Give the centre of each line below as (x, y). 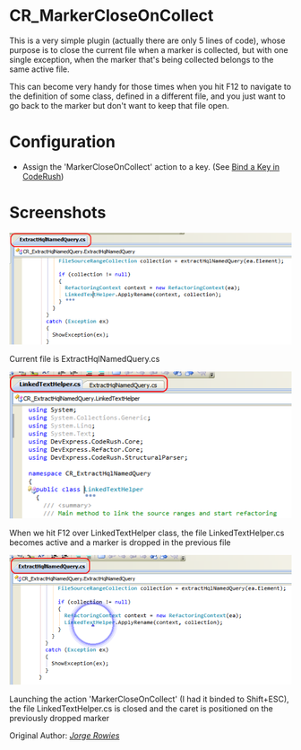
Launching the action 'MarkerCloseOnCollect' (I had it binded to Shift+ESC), (149, 699)
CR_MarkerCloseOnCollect (112, 16)
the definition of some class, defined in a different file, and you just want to (147, 96)
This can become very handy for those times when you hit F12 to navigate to (150, 86)
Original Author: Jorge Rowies (64, 735)
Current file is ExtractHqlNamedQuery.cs (85, 359)
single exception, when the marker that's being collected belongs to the (142, 59)
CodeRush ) (43, 176)
